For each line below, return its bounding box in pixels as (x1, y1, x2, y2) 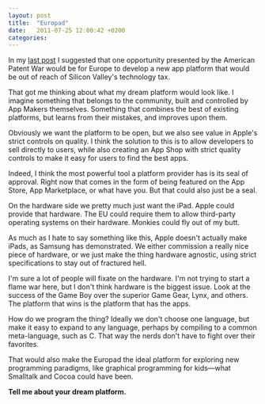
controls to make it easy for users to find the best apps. (8, 154, 188, 163)
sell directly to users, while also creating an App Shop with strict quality (8, 145, 241, 154)
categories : (8, 33, 47, 42)
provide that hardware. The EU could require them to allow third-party (8, 209, 236, 219)
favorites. (8, 340, 40, 349)
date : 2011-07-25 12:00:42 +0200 (8, 26, 126, 34)
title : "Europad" (8, 19, 69, 27)
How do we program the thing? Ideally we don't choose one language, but (8, 314, 250, 324)
